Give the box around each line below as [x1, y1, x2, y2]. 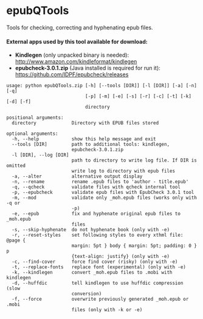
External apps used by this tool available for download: [6, 38, 148, 45]
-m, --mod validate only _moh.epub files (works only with [12, 195, 198, 201]
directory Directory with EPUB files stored [12, 120, 159, 126]
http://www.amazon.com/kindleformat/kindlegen [15, 58, 137, 65]
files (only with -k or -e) [71, 307, 143, 313]
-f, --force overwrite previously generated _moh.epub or [12, 296, 189, 303]
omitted [6, 163, 26, 169]
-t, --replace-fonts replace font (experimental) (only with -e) [12, 264, 187, 270]
